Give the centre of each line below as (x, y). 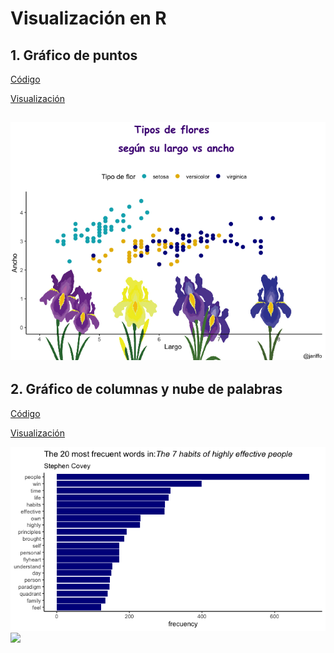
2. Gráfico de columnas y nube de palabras (146, 389)
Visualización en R (88, 18)
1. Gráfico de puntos (74, 55)
